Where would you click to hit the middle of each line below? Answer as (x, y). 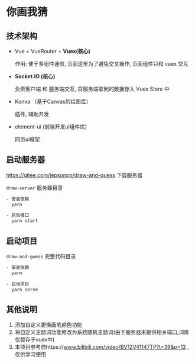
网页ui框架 (27, 139)
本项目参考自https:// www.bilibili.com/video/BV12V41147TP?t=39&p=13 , (102, 347)
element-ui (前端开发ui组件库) (51, 127)
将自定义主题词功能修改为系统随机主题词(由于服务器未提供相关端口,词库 (102, 332)
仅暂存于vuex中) (35, 340)
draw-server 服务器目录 (35, 188)
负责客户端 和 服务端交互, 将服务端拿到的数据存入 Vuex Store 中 (92, 89)
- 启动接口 (18, 216)
